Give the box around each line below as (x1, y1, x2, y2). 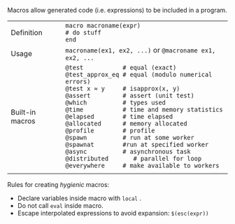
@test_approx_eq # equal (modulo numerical (65, 71, 213, 78)
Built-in (10, 108, 36, 117)
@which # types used (65, 99, 166, 106)
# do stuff (65, 29, 101, 36)
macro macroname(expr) (65, 22, 141, 29)
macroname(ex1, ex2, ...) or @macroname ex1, (65, 45, 216, 55)
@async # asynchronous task (65, 148, 191, 155)
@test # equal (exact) (65, 64, 177, 71)
